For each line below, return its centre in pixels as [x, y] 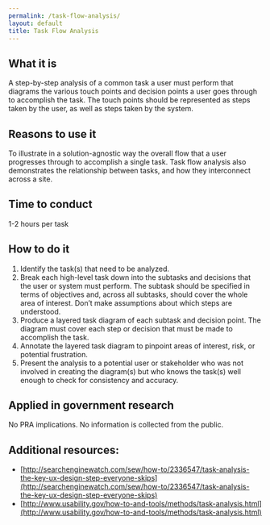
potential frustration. [54, 354]
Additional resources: [64, 450]
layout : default [35, 23]
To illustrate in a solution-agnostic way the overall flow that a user [118, 153]
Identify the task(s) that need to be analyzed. [95, 269]
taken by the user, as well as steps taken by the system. [101, 109]
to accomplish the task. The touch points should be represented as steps [129, 100]
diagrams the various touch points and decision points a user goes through [133, 92]
